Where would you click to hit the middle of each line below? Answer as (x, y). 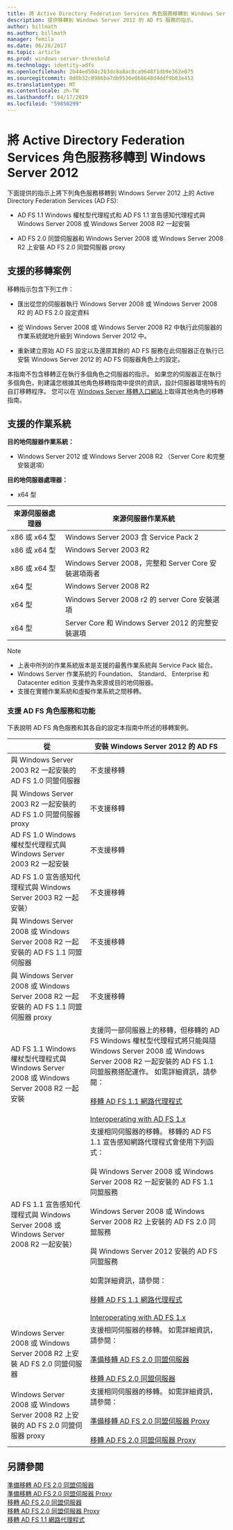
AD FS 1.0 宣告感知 (42, 876)
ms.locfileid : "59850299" (44, 104)
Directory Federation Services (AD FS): (63, 200)
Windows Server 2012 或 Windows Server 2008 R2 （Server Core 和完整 (121, 457)
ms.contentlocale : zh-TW (43, 91)
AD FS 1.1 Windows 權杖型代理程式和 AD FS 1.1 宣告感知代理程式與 (111, 215)
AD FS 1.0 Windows (43, 835)
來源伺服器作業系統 (144, 519)
